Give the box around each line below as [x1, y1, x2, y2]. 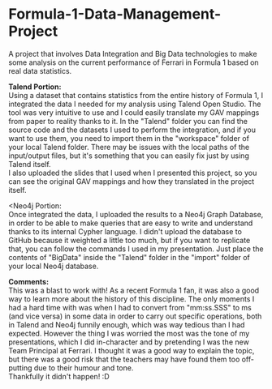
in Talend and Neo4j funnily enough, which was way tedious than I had [8, 319, 245, 329]
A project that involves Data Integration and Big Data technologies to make [8, 49, 257, 58]
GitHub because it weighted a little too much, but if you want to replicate [8, 235, 251, 245]
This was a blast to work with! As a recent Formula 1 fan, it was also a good [8, 285, 260, 295]
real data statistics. [8, 66, 72, 75]
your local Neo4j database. [8, 261, 99, 271]
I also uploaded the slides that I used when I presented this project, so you [8, 168, 257, 177]
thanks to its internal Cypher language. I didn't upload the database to [8, 226, 242, 236]
